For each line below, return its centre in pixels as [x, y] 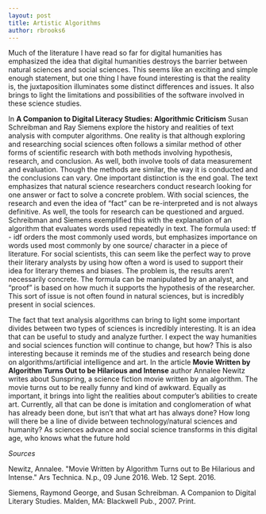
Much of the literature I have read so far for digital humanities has [115, 53]
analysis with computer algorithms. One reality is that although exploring [127, 136]
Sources [22, 454]
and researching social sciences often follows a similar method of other [125, 145]
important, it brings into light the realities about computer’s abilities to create [133, 396]
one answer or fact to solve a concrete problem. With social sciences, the [129, 195]
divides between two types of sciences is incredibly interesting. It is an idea [132, 328]
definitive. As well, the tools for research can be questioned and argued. [126, 212]
